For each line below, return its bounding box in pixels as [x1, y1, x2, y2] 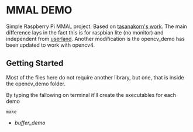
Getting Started [6, 58, 64, 68]
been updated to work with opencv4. [6, 41, 95, 48]
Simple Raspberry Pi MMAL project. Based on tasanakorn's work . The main [6, 23, 187, 30]
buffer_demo [14, 119, 46, 126]
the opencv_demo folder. [6, 80, 66, 87]
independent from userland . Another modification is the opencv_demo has [6, 35, 185, 42]
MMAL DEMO [6, 4, 73, 17]
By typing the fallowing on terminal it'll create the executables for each [6, 91, 177, 98]
